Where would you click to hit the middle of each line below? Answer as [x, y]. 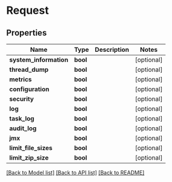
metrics [21, 79]
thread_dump [29, 70]
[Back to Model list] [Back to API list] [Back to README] [75, 173]
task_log [22, 118]
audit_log [23, 128]
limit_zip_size [29, 158]
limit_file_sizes [31, 148]
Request [28, 11]
